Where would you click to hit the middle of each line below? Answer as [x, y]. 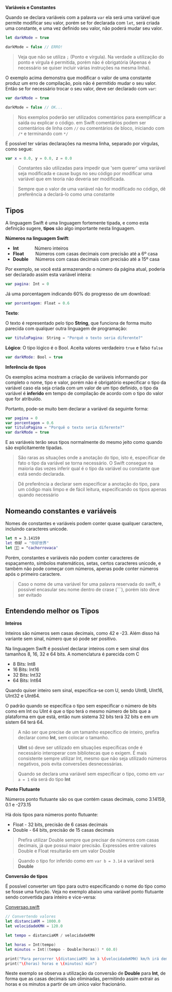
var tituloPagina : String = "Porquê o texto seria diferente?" [74, 338]
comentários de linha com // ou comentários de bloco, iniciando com [91, 128]
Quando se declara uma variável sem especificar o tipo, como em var [91, 774]
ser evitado [30, 595]
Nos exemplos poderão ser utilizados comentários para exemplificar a [92, 117]
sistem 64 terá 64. [25, 722]
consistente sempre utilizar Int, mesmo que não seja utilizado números [92, 759]
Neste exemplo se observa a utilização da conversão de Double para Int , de [85, 974]
